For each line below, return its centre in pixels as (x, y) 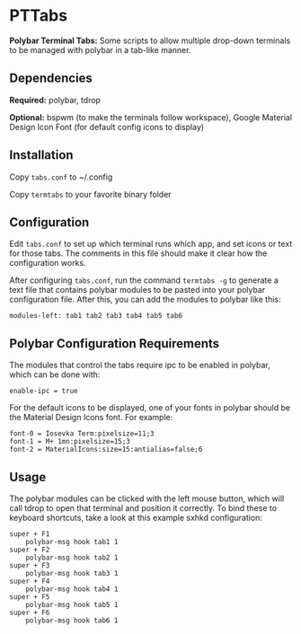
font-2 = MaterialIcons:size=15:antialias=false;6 (106, 450)
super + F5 (30, 597)
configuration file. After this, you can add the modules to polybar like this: (145, 299)
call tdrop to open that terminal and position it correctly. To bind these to (143, 508)
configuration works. (48, 263)
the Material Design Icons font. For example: (91, 418)
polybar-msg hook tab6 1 (72, 621)
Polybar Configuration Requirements (115, 343)
